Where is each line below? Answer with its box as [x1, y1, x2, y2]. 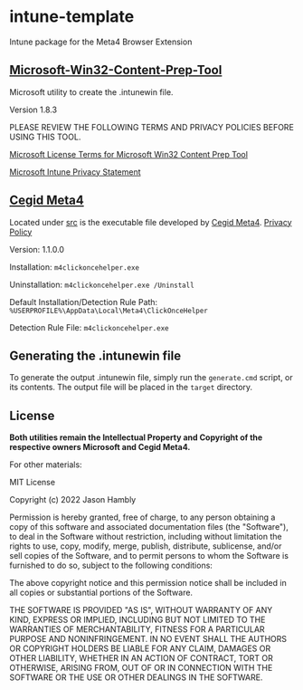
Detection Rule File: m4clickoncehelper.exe [9, 321, 169, 332]
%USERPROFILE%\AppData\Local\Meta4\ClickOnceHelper [9, 306, 208, 315]
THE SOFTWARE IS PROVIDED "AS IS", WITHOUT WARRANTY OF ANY [9, 605, 273, 616]
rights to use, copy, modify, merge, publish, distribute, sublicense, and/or [9, 541, 282, 551]
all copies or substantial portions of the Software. [9, 587, 193, 599]
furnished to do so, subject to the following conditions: [9, 560, 213, 571]
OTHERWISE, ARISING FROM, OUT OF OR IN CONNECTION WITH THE [9, 663, 273, 674]
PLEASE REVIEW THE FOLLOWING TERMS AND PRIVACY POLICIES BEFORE [9, 121, 294, 132]
